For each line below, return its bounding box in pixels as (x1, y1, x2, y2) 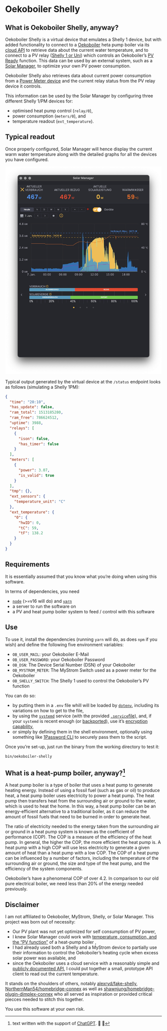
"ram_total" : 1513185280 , (9, 410, 64, 415)
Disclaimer (5, 900, 39, 909)
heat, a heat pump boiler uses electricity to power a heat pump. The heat (5, 793, 155, 799)
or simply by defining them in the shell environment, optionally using (12, 728, 153, 735)
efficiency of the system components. (5, 866, 83, 872)
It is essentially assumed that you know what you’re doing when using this (5, 573, 157, 579)
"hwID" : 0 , (18, 520, 41, 525)
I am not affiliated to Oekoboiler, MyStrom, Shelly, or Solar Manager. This (5, 914, 154, 919)
